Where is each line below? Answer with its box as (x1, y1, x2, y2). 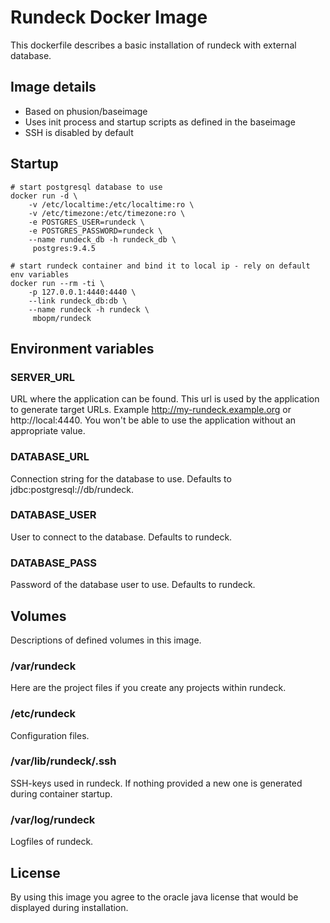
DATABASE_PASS (10, 556, 97, 570)
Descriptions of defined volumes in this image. (10, 634, 202, 646)
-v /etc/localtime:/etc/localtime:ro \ (28, 199, 195, 210)
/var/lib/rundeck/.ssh (10, 754, 117, 768)
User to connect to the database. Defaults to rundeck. (10, 531, 233, 543)
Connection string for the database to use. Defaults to (10, 472, 232, 485)
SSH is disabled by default (24, 126, 134, 138)
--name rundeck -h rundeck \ (28, 304, 150, 315)
